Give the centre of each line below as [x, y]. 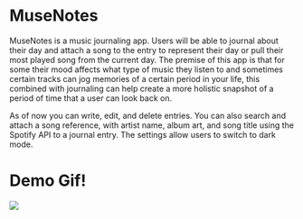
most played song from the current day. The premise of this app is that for [147, 59]
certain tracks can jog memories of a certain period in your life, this [135, 78]
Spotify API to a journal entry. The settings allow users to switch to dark [142, 134]
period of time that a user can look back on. [91, 98]
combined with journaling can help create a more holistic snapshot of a [142, 88]
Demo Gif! [48, 181]
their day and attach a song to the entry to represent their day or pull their [147, 50]
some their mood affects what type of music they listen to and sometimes [146, 69]
